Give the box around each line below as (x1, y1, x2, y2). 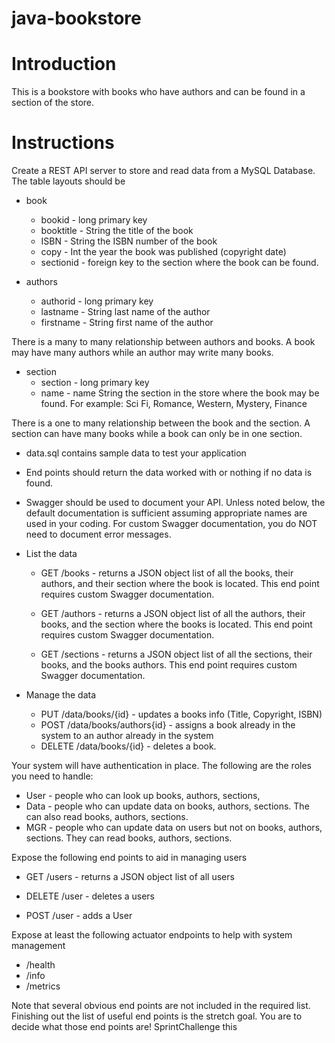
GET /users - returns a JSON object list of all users (25, 871, 235, 883)
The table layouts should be (11, 175, 126, 187)
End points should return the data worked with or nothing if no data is (25, 467, 313, 479)
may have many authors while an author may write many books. (11, 347, 274, 359)
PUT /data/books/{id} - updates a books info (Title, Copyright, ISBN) (40, 708, 323, 721)
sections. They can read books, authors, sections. (25, 832, 233, 844)
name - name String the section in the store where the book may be (40, 387, 320, 399)
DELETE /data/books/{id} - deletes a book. (40, 740, 217, 752)
